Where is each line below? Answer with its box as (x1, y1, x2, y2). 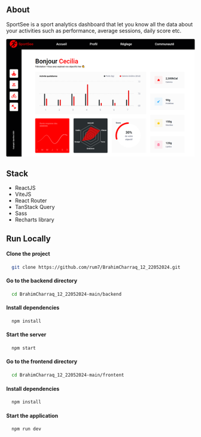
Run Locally (6, 233, 51, 244)
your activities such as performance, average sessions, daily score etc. (6, 27, 182, 34)
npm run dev (11, 426, 42, 432)
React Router (14, 197, 47, 204)
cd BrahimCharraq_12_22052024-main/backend (11, 291, 121, 297)
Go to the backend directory (6, 277, 78, 284)
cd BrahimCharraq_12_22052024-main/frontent (11, 372, 124, 378)
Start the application (6, 412, 59, 419)
